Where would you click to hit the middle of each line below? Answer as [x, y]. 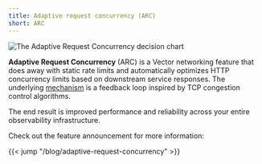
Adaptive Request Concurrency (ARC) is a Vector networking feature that [131, 62]
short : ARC [27, 23]
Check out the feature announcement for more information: [106, 135]
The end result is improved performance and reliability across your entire [129, 111]
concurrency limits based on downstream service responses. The [117, 79]
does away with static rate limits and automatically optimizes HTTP [119, 70]
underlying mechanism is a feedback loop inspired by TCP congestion [125, 87]
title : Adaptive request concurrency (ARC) [82, 16]
